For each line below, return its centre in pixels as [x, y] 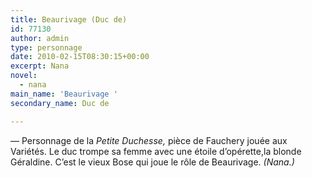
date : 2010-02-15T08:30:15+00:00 [80, 57]
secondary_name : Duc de [60, 103]
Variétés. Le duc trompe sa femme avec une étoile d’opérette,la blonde [156, 151]
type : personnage [46, 47]
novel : [24, 76]
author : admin [40, 38]
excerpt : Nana [40, 66]
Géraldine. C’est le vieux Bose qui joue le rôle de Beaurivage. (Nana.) [152, 162]
